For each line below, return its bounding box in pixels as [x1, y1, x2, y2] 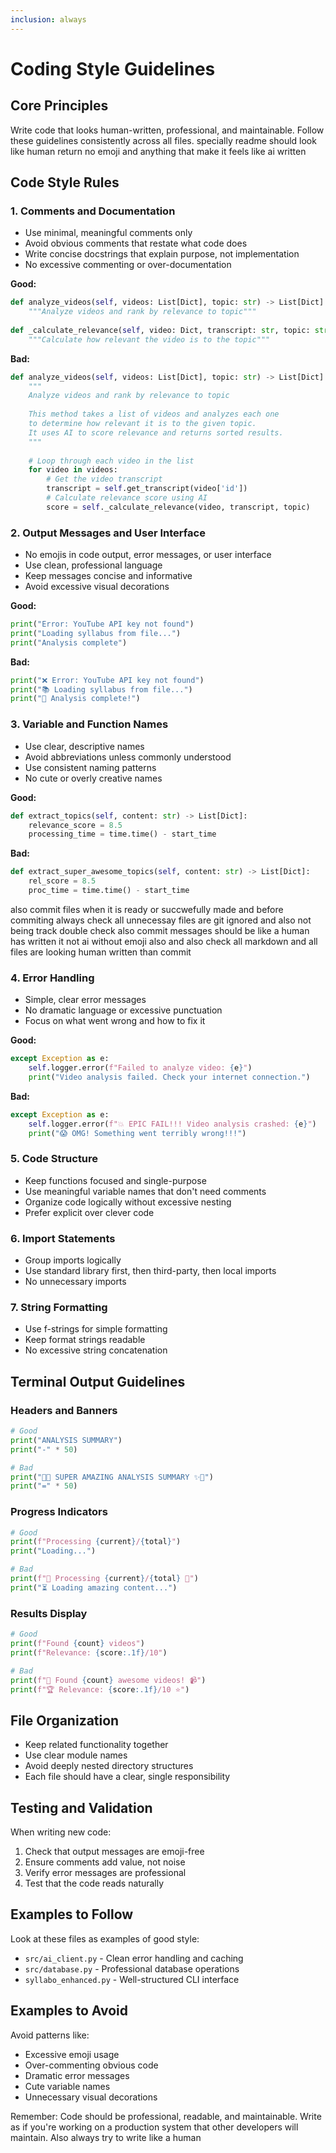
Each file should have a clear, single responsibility [24, 1771, 231, 1783]
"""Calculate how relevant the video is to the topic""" [28, 334, 271, 345]
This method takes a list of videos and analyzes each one [28, 409, 280, 420]
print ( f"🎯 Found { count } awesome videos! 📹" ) [10, 1675, 207, 1685]
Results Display [10, 1606, 88, 1620]
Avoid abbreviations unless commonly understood [24, 751, 232, 763]
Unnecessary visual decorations [24, 2091, 158, 2103]
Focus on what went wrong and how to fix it [24, 1015, 206, 1027]
